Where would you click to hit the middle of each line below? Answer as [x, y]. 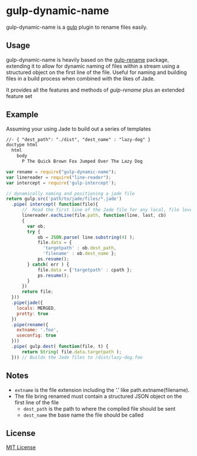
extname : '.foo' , [38, 330]
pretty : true [33, 313]
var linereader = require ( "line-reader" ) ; [59, 177]
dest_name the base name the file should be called [83, 415]
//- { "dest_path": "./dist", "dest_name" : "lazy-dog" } [78, 139]
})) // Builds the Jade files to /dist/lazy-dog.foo [77, 357]
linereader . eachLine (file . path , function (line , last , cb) [94, 216]
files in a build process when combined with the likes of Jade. [81, 78]
